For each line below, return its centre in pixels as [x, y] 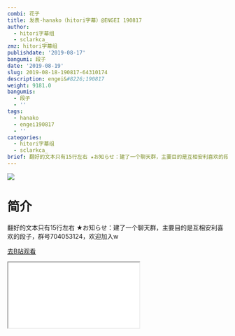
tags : [15, 111]
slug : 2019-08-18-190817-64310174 [58, 72]
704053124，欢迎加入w [84, 236]
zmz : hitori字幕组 [33, 46]
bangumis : [22, 92]
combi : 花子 [23, 14]
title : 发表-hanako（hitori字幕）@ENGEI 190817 [74, 20]
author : [19, 27]
